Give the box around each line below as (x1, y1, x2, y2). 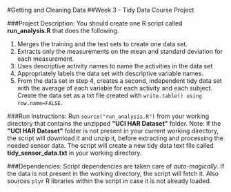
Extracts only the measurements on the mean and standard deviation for (17, 48, 223, 55)
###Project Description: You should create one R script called (7, 19, 183, 27)
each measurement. (17, 55, 74, 63)
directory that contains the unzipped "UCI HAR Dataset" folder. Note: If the (7, 119, 221, 127)
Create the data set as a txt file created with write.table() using (17, 91, 202, 99)
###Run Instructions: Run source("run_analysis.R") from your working (7, 112, 210, 120)
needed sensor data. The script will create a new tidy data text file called (7, 142, 214, 149)
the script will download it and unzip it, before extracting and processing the (7, 134, 224, 142)
